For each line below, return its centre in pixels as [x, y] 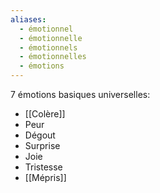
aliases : [28, 19]
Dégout [40, 135]
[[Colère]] [45, 114]
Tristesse [43, 167]
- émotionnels [48, 47]
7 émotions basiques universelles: [80, 94]
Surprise [42, 145]
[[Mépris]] [45, 177]
